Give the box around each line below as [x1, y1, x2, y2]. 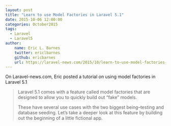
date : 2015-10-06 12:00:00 [5, 17, 63, 22]
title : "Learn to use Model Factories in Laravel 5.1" [5, 12, 124, 17]
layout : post [5, 7, 33, 13]
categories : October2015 [5, 21, 58, 27]
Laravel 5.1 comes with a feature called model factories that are [17, 89, 150, 95]
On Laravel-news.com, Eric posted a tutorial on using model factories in [5, 73, 156, 80]
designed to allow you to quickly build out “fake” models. [17, 94, 137, 100]
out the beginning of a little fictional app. [17, 115, 103, 121]
